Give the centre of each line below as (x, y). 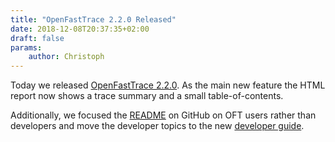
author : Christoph (66, 57)
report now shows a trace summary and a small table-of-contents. (147, 96)
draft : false (37, 38)
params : (26, 47)
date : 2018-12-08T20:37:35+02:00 (80, 29)
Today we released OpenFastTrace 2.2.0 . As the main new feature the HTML (168, 85)
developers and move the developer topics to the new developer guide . (157, 126)
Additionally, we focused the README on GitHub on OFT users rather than (163, 115)
